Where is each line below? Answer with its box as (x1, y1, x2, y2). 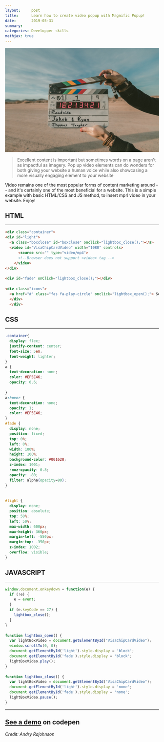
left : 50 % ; (9, 519, 32, 524)
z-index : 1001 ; (9, 462, 41, 467)
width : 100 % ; (9, 447, 36, 452)
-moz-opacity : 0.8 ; (9, 467, 49, 472)
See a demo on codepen (5, 718, 80, 726)
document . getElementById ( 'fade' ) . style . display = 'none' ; (9, 690, 130, 695)
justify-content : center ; (9, 344, 62, 349)
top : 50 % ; (9, 513, 29, 519)
